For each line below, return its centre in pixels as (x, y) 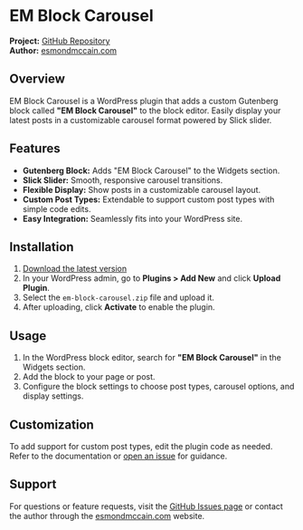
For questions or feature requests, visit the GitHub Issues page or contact (146, 506)
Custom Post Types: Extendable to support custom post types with (148, 199)
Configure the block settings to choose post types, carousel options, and (158, 387)
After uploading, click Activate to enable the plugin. (118, 307)
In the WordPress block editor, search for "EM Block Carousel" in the (152, 358)
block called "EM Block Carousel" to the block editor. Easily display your (145, 111)
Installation (42, 247)
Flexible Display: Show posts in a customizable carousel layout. (142, 189)
